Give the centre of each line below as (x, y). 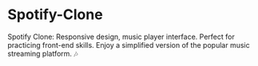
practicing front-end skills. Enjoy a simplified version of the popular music (129, 45)
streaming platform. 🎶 (43, 53)
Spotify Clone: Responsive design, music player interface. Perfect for (121, 37)
